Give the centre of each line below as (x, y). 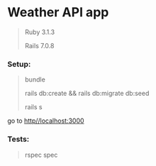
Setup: (19, 64)
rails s (33, 107)
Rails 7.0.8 (39, 45)
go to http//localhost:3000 (46, 121)
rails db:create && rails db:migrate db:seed (87, 94)
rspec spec (41, 155)
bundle (35, 79)
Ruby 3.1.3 (40, 32)
